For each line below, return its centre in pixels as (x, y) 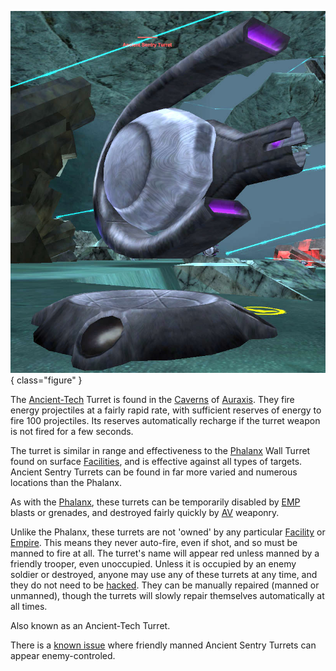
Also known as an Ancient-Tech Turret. (90, 626)
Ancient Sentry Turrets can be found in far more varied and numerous (154, 472)
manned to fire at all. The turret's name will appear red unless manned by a (165, 553)
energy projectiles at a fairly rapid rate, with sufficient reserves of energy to (166, 410)
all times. (29, 607)
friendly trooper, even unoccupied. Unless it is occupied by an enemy (153, 564)
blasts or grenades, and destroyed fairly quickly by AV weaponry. (145, 513)
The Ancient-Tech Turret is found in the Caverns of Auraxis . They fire (152, 400)
